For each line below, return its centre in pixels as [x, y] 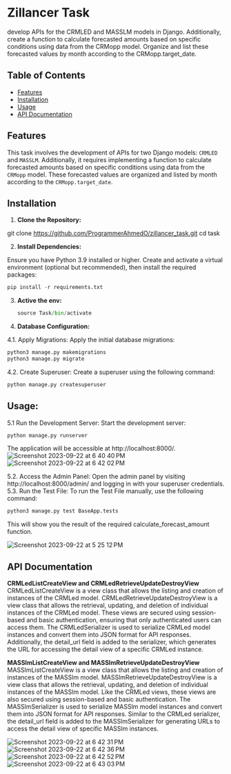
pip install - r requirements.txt [55, 288]
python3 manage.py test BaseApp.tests [63, 511]
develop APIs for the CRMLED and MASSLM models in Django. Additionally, [114, 32]
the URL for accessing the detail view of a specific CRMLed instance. [105, 649]
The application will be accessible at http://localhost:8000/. [91, 448]
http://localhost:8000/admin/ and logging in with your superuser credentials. [116, 484]
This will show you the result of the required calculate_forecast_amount [108, 524]
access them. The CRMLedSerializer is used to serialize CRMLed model [109, 627]
